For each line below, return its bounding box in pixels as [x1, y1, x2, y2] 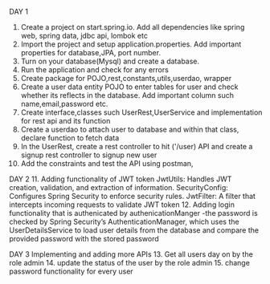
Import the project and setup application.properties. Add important [20, 39, 242, 49]
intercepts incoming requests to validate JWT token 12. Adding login [9, 200, 235, 209]
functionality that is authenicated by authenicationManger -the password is [9, 209, 258, 217]
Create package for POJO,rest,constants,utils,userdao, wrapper [20, 74, 232, 83]
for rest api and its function [20, 116, 111, 125]
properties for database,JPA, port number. [20, 48, 162, 57]
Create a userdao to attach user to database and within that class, [20, 124, 239, 134]
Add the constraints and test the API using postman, [20, 159, 194, 168]
